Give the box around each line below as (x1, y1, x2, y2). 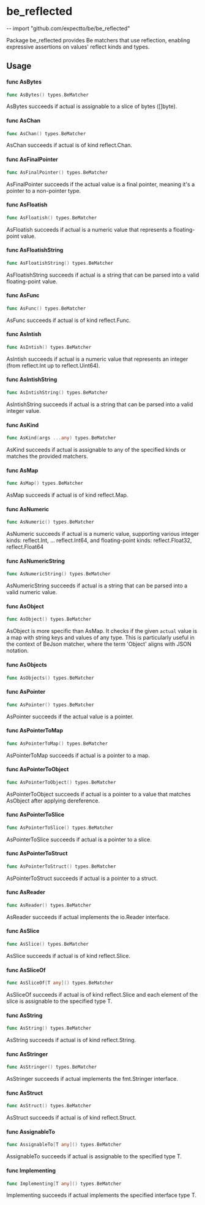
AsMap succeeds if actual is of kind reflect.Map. (6, 492, 129, 499)
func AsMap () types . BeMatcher (6, 481, 84, 487)
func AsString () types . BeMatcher (6, 1025, 92, 1032)
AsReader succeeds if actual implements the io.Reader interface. (6, 913, 170, 920)
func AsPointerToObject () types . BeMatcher (6, 779, 116, 785)
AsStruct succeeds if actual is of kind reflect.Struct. (6, 1114, 136, 1121)
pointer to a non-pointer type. (6, 187, 81, 194)
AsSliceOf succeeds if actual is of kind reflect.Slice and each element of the (6, 991, 198, 999)
